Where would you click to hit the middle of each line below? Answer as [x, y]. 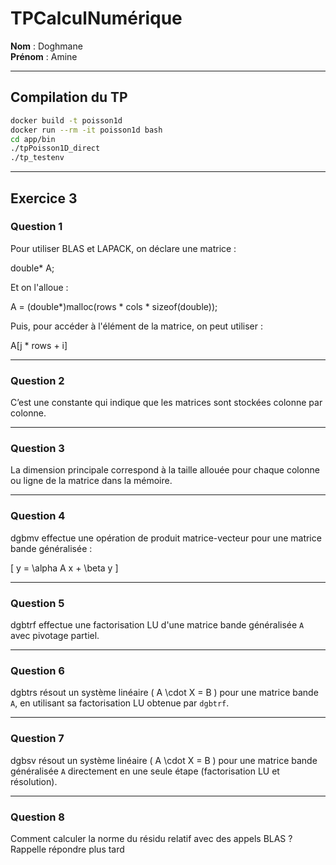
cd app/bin [33, 139]
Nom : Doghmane [46, 46]
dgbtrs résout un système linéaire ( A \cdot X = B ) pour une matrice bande [164, 693]
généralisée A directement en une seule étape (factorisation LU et [145, 771]
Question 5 [37, 603]
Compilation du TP [69, 97]
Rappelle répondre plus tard [67, 849]
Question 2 [37, 380]
